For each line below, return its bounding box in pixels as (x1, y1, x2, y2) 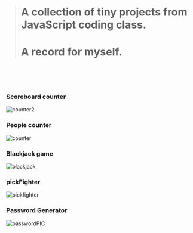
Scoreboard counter (6, 92, 66, 101)
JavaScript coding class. (20, 18, 146, 32)
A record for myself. (20, 45, 122, 59)
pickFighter (6, 178, 41, 186)
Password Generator (6, 206, 68, 215)
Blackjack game (6, 149, 54, 157)
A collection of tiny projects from (20, 5, 188, 19)
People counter (6, 121, 52, 129)
